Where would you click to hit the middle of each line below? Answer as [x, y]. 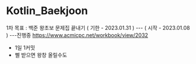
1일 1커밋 [25, 48]
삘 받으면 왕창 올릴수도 [41, 55]
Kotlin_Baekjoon [47, 11]
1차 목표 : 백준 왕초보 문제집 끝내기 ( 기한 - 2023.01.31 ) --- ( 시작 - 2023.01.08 [98, 28]
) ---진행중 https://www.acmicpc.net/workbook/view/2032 [77, 35]
